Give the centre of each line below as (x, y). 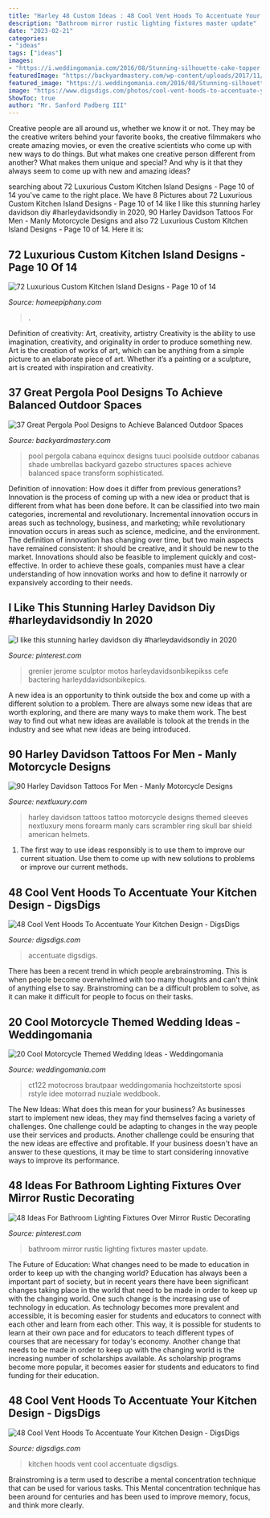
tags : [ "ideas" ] (35, 53)
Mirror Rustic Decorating (72, 1198)
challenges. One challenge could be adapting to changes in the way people (133, 1126)
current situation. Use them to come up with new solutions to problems (137, 859)
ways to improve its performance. (64, 1160)
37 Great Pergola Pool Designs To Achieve (116, 393)
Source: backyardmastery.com (59, 440)
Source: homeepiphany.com (55, 302)
